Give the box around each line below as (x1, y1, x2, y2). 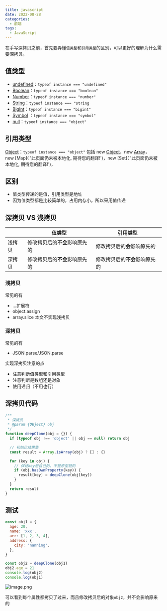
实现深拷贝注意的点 (5, 360, 45, 366)
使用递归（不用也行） (12, 383, 56, 389)
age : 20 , (9, 524, 28, 529)
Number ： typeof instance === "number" (12, 93, 96, 100)
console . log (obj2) (5, 570, 43, 576)
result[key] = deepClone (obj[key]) (18, 472, 92, 477)
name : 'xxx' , (9, 529, 37, 534)
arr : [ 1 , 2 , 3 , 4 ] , (9, 534, 50, 539)
